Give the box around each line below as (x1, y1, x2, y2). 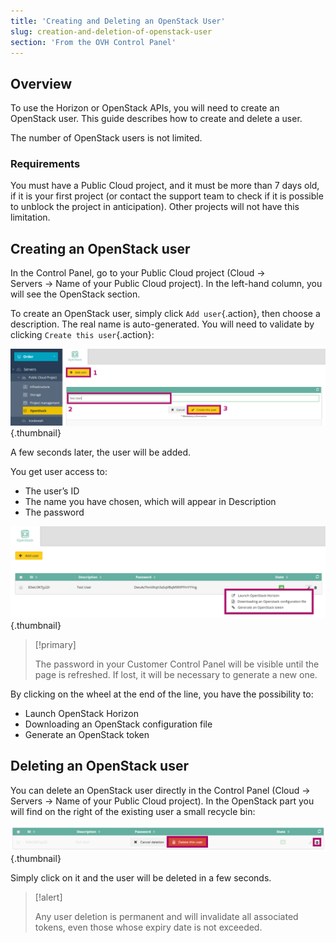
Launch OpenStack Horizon (24, 708, 139, 720)
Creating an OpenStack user (10, 240, 191, 257)
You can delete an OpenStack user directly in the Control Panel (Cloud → (10, 784, 311, 796)
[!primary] (34, 639, 77, 651)
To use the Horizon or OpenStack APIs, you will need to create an (10, 102, 280, 114)
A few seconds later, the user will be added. (10, 446, 192, 459)
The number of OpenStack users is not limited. (10, 132, 203, 144)
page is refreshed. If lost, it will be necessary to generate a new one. (34, 669, 318, 681)
